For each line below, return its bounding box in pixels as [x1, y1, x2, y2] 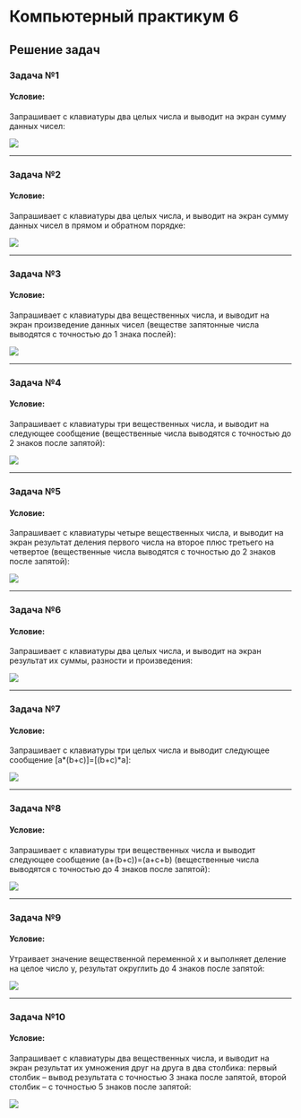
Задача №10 [9, 1010, 65, 1023]
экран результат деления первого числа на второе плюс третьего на [9, 537, 275, 548]
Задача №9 [9, 911, 62, 923]
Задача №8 [9, 802, 62, 815]
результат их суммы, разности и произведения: [9, 655, 193, 666]
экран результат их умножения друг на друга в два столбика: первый [9, 1061, 278, 1073]
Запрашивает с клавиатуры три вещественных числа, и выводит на [9, 419, 270, 430]
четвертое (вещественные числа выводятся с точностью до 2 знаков [9, 546, 276, 557]
